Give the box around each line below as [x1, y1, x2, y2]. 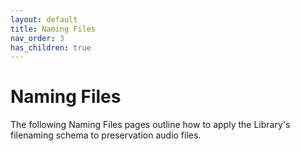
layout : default [10, 14, 78, 25]
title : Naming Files [10, 24, 97, 34]
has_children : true [10, 42, 92, 53]
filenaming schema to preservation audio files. [10, 129, 202, 141]
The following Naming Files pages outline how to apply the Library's [10, 119, 291, 131]
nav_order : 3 [10, 33, 65, 43]
